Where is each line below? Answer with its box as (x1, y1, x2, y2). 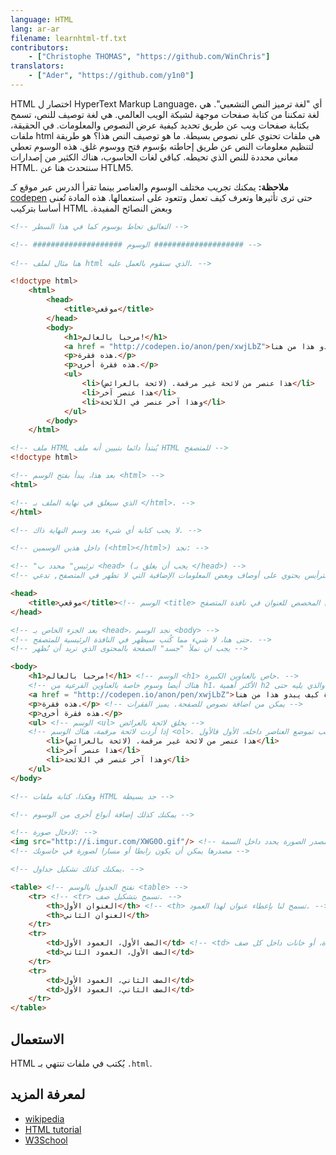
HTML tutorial (24, 1123, 82, 1135)
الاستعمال (10, 1031, 65, 1048)
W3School (24, 1134, 68, 1146)
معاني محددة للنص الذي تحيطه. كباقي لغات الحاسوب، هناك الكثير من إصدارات (10, 151, 299, 163)
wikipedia (24, 1112, 65, 1125)
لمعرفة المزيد (10, 1086, 86, 1103)
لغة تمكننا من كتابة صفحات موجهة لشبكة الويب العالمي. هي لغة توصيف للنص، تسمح (10, 108, 320, 120)
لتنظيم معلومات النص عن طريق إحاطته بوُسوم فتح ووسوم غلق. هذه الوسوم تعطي (10, 140, 315, 152)
